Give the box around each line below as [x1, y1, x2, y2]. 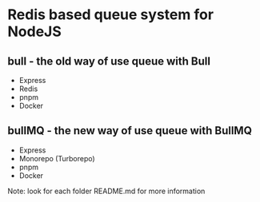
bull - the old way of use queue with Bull [7, 54, 211, 68]
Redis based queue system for [7, 6, 214, 24]
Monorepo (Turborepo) [18, 153, 95, 163]
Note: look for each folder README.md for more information [7, 186, 206, 196]
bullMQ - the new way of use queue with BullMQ [7, 124, 253, 137]
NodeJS [7, 22, 62, 41]
